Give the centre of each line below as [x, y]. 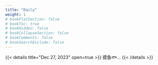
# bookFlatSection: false [32, 19]
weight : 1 [16, 14]
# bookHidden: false [27, 28]
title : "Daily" [21, 10]
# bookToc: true [22, 24]
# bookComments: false [29, 38]
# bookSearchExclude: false [35, 42]
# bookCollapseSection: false [37, 33]
